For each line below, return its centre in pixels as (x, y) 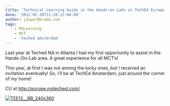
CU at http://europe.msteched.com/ (43, 88)
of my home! (19, 79)
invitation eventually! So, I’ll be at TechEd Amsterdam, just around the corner (85, 73)
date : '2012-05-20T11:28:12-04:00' (43, 15)
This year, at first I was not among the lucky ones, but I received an (75, 68)
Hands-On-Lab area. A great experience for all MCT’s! (62, 58)
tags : (11, 24)
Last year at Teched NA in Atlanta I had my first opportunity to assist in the (83, 52)
